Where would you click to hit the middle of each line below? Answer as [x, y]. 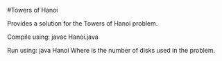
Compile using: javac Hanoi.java [53, 37]
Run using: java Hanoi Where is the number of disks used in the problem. [111, 50]
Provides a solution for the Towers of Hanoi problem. [83, 23]
